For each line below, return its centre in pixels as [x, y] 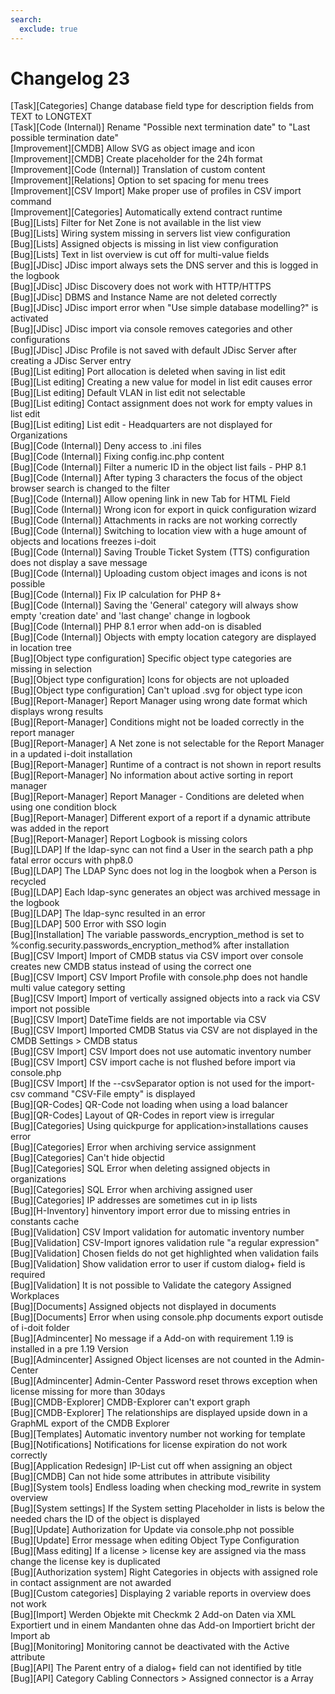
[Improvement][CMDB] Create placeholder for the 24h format [136, 159]
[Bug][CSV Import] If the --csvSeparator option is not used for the [146, 1083]
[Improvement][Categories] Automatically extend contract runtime [146, 212]
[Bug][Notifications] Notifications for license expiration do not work [149, 1445]
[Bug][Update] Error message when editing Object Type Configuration [155, 1540]
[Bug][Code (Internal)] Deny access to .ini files [106, 446]
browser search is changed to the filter [90, 488]
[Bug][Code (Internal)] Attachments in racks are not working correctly [154, 520]
